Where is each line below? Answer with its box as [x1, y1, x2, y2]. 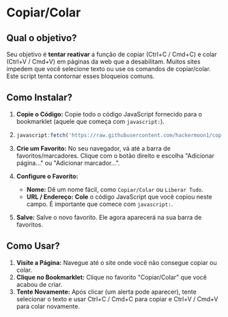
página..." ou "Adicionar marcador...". [16, 159, 120, 167]
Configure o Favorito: [16, 172, 79, 180]
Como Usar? [6, 240, 61, 252]
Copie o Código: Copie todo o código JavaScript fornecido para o [16, 110, 203, 118]
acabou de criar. [16, 280, 63, 288]
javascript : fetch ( [16, 131, 69, 138]
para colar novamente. [16, 302, 80, 310]
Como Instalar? [6, 92, 73, 103]
